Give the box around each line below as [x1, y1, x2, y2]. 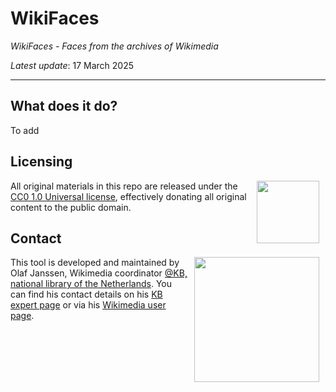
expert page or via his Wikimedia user [10, 299, 167, 311]
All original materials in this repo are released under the [10, 180, 238, 192]
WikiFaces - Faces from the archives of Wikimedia [10, 40, 219, 52]
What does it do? [10, 98, 118, 115]
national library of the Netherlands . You [10, 278, 172, 290]
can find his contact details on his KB [10, 288, 163, 301]
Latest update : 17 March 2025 [10, 59, 134, 71]
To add [10, 124, 40, 136]
